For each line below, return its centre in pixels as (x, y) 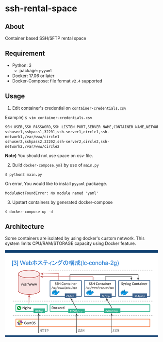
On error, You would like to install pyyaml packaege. (56, 183)
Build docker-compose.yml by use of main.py (55, 165)
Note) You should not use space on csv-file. (49, 155)
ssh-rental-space (41, 9)
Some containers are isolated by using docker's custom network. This (75, 238)
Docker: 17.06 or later (33, 76)
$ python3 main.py (24, 174)
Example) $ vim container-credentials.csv (49, 117)
